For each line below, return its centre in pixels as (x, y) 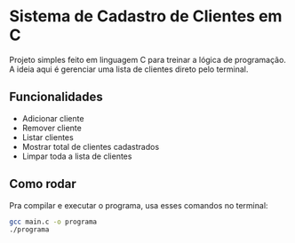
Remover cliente (52, 128)
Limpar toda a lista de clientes (77, 156)
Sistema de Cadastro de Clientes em (146, 16)
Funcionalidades (56, 97)
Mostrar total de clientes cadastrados (91, 146)
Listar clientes (48, 137)
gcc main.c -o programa (53, 222)
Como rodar (43, 184)
